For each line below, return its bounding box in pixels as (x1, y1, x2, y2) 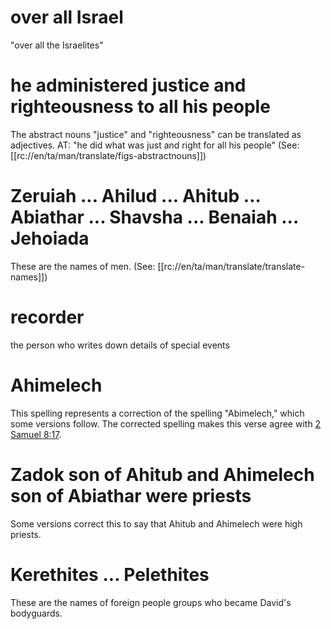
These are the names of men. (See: (10, 260, 156, 272)
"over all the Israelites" (10, 39, 104, 51)
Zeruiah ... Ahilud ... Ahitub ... (10, 185, 261, 208)
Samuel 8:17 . (10, 428, 62, 440)
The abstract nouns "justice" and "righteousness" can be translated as (10, 128, 302, 140)
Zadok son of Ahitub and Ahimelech (10, 463, 315, 486)
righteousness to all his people (10, 96, 271, 118)
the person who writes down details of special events (10, 339, 230, 351)
